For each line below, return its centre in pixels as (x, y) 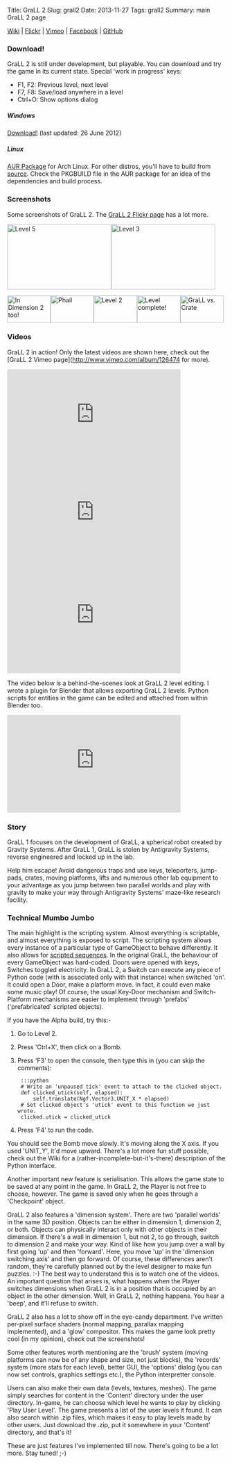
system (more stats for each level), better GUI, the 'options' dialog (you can (115, 1367)
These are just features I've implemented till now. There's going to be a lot (113, 1446)
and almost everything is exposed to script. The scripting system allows (110, 940)
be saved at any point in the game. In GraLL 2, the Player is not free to (107, 1187)
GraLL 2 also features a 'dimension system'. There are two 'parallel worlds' (114, 1215)
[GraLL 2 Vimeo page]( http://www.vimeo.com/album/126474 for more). (109, 359)
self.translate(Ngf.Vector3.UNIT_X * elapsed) (101, 1099)
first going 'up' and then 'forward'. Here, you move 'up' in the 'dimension (111, 1252)
